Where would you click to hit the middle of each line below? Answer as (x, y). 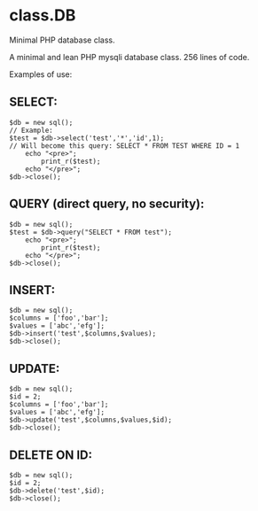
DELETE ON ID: (51, 455)
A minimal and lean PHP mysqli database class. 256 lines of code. (129, 57)
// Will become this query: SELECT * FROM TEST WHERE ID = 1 (125, 146)
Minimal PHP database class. (62, 40)
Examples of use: (41, 74)
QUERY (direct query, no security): (107, 204)
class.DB (43, 15)
